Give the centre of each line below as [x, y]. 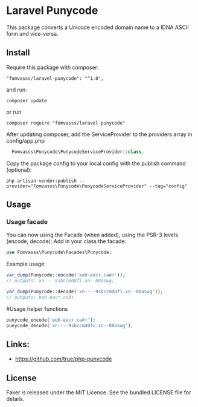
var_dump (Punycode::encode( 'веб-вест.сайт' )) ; [66, 275]
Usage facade [27, 221]
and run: [17, 90]
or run [14, 112]
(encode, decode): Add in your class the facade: [66, 241]
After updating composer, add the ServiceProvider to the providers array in [99, 134]
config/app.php [26, 140]
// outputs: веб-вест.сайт [40, 297]
